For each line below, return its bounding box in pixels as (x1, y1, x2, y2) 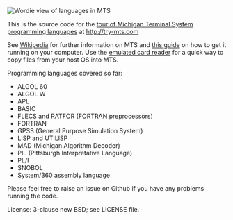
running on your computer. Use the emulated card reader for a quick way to (7, 49, 224, 56)
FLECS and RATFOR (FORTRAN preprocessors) (17, 112, 153, 120)
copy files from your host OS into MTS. (7, 56, 119, 64)
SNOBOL (17, 164, 43, 171)
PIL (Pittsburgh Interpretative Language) (17, 149, 133, 157)
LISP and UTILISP (17, 134, 68, 142)
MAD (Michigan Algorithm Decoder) (17, 142, 120, 149)
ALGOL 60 (17, 83, 47, 90)
